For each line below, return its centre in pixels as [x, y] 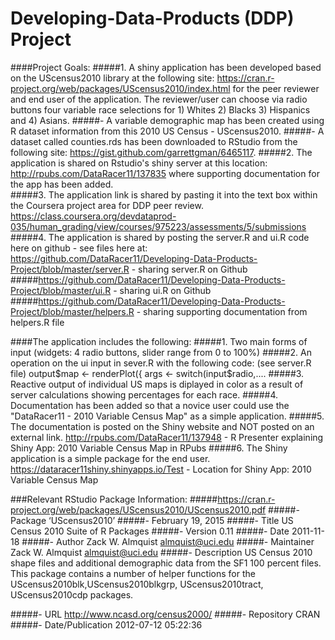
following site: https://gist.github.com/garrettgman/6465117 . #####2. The [161, 152]
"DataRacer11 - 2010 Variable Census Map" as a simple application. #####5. [167, 416]
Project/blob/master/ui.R [61, 290]
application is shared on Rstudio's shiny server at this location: [139, 163]
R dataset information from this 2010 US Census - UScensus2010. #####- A [167, 131]
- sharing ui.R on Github [162, 290]
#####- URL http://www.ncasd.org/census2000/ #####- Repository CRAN [165, 614]
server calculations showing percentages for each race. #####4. [144, 394]
